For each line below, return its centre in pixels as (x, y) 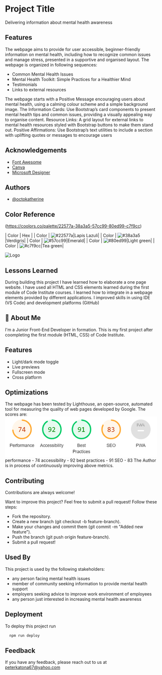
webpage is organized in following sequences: (51, 64)
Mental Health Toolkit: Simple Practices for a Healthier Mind (71, 79)
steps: (11, 507)
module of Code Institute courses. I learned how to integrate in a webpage (79, 292)
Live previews (26, 367)
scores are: (16, 414)
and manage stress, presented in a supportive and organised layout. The (77, 60)
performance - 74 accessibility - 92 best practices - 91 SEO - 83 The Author (81, 460)
